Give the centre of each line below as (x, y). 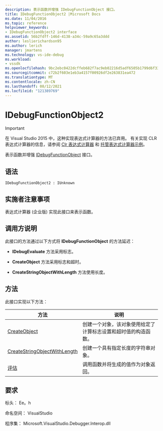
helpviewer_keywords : (27, 28)
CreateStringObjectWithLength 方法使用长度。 (60, 272)
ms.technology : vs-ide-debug (34, 55)
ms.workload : (18, 59)
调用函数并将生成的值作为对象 (116, 364)
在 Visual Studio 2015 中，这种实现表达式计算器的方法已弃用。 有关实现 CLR (81, 138)
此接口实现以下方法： (26, 301)
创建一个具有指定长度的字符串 (116, 348)
